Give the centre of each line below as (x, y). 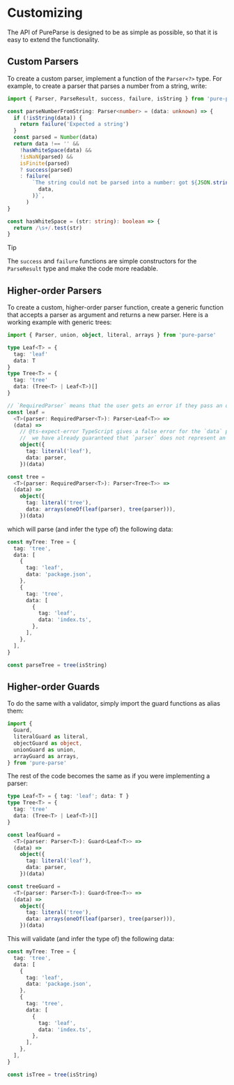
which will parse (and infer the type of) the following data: (90, 529)
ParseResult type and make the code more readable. (83, 269)
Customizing (45, 13)
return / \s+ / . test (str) (48, 228)
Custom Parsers (43, 62)
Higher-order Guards (54, 686)
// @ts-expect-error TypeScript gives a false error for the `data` (121, 432)
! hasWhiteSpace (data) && (56, 150)
